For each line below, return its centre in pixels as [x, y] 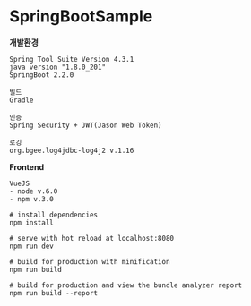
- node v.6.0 [34, 191]
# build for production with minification [90, 261]
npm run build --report [54, 293]
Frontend [27, 166]
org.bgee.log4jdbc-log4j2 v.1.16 [72, 150]
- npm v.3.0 [31, 199]
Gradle [22, 100]
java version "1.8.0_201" [57, 67]
